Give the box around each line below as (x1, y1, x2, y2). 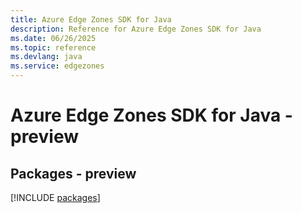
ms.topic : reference (10, 42, 97, 53)
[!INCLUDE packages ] (10, 192, 101, 203)
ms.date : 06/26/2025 (10, 33, 97, 43)
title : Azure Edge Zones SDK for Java (10, 14, 172, 25)
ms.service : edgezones (10, 61, 105, 71)
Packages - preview (10, 165, 137, 182)
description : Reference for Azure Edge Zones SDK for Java (10, 24, 262, 34)
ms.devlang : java (10, 52, 83, 62)
